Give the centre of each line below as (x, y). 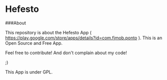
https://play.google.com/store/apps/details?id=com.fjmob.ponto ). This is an (84, 38)
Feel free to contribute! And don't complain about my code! (66, 53)
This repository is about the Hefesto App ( (48, 32)
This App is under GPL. (29, 72)
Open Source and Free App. (34, 43)
